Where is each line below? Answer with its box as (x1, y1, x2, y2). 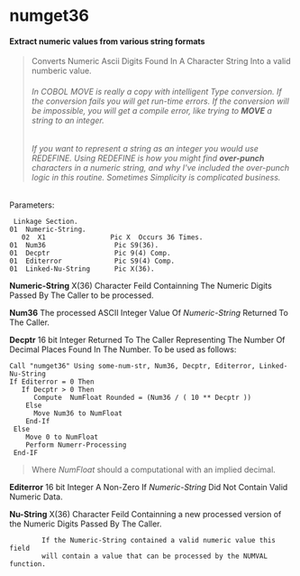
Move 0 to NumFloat (25, 432, 99, 442)
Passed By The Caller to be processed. (9, 290, 155, 301)
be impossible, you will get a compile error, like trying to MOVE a (31, 105, 273, 116)
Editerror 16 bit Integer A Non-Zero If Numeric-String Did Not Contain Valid (9, 482, 288, 493)
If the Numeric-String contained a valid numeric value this (41, 536, 277, 545)
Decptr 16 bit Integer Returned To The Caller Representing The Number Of (9, 335, 286, 346)
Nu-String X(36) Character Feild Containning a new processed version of (9, 509, 282, 520)
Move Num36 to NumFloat (32, 409, 123, 418)
